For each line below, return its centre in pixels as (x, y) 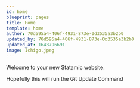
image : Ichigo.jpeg (30, 51)
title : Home (21, 23)
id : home (17, 12)
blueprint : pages (28, 17)
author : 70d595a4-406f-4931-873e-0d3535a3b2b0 (65, 34)
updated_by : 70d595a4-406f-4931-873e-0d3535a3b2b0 (70, 39)
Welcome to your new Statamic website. (56, 67)
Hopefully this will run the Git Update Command (65, 78)
